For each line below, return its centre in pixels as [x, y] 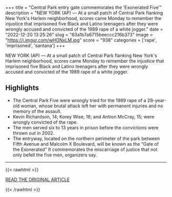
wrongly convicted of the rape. [45, 122]
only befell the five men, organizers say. [55, 155]
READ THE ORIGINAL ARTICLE [38, 180]
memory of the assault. [37, 111]
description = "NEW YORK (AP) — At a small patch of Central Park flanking [84, 13]
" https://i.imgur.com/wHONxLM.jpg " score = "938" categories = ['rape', [81, 40]
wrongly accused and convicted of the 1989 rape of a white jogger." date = [84, 29]
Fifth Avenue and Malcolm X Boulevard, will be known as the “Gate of [86, 144]
